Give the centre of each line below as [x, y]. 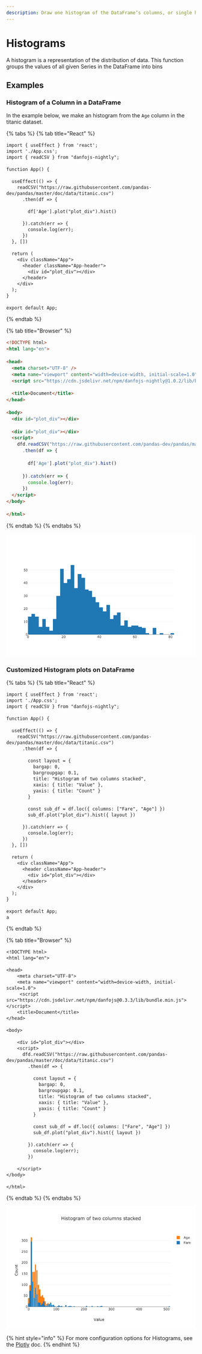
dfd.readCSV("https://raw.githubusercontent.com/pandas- [95, 1055]
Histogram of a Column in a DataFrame [64, 102]
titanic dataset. [25, 122]
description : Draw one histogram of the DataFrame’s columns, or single [99, 13]
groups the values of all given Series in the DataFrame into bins [84, 66]
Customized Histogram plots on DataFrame [70, 670]
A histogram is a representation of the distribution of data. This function [95, 60]
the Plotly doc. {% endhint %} [43, 1345]
